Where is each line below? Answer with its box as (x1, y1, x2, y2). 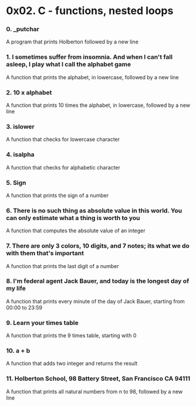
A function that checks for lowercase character (6, 136, 120, 143)
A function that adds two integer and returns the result (6, 360, 138, 367)
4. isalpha (6, 151, 35, 159)
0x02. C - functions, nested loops (6, 4, 174, 18)
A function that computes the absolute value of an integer (6, 227, 146, 234)
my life (6, 285, 26, 293)
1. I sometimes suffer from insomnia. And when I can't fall (6, 53, 173, 61)
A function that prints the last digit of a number (6, 262, 119, 269)
